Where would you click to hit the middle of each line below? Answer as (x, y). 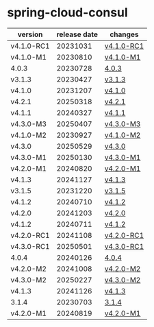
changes (124, 34)
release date (77, 34)
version (30, 34)
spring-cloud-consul (67, 13)
